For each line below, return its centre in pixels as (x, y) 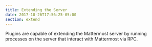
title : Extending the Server (36, 10)
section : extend (23, 19)
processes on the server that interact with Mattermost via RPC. (72, 39)
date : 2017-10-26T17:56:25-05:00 (41, 15)
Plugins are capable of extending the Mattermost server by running (76, 34)
